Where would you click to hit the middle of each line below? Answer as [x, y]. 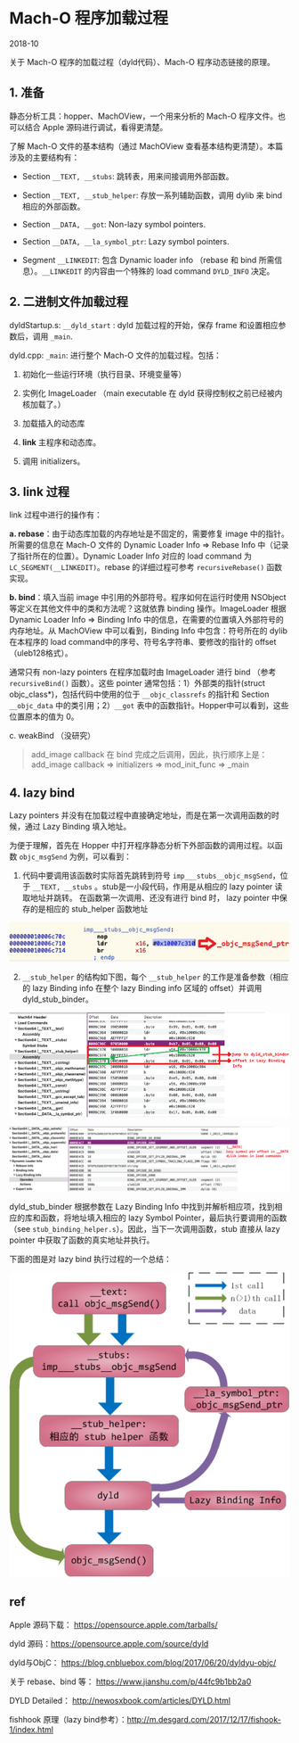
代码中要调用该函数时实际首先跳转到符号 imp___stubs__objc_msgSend [147, 876]
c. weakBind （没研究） [53, 736]
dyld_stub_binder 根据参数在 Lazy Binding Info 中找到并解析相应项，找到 [142, 1207]
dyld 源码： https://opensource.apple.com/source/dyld [109, 1643]
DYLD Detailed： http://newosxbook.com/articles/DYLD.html [120, 1700]
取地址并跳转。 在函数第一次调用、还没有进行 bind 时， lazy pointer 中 [151, 898]
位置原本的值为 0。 [44, 717]
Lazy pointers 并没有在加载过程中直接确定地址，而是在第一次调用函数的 [141, 815]
